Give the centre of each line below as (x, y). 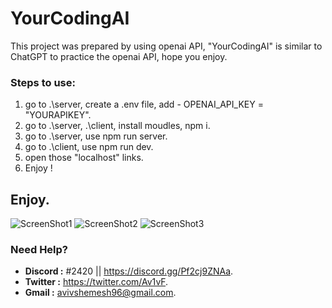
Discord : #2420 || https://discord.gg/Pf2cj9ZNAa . (129, 271)
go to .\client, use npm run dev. (89, 147)
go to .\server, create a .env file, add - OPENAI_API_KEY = (144, 104)
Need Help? (39, 249)
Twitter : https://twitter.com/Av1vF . (96, 282)
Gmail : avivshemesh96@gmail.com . (100, 293)
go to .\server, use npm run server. (96, 136)
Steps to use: (43, 82)
